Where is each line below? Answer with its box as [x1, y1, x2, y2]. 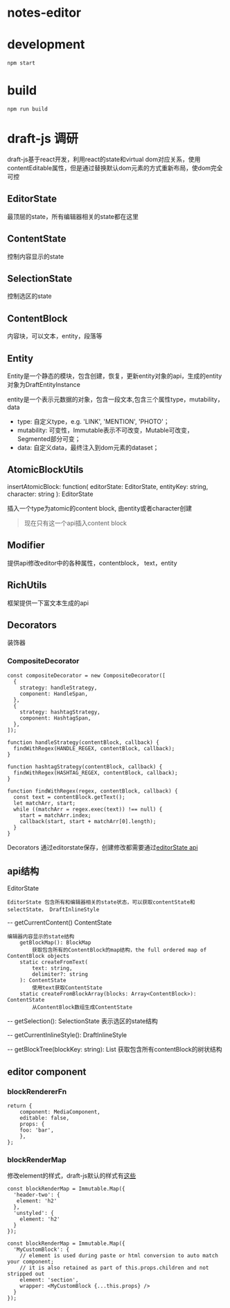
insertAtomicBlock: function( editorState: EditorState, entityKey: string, [7, 482, 209, 490]
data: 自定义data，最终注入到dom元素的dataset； [17, 443, 159, 452]
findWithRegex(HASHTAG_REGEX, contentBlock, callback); [13, 769, 178, 776]
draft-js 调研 [7, 131, 78, 147]
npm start [7, 60, 36, 67]
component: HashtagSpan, [19, 714, 91, 722]
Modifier [7, 540, 45, 552]
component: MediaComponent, [19, 1109, 100, 1116]
